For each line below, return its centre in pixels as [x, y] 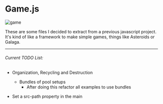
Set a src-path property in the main [47, 97]
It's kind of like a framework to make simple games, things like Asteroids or [80, 37]
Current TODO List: [24, 58]
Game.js [22, 9]
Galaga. [13, 42]
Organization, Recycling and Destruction [52, 73]
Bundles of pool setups [42, 82]
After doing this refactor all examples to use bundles [79, 87]
